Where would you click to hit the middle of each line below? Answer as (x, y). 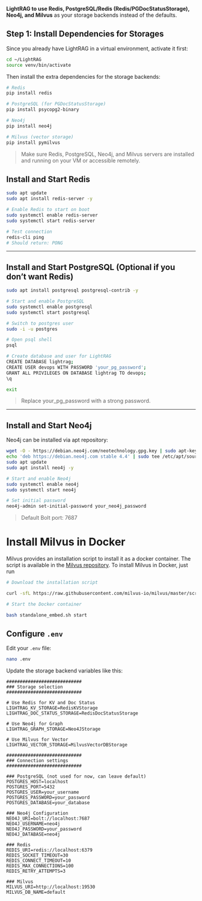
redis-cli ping (25, 237)
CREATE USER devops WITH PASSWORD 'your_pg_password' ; (76, 367)
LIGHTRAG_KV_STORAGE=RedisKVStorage (52, 708)
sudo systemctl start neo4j (41, 490)
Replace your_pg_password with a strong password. (86, 401)
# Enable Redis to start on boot (48, 210)
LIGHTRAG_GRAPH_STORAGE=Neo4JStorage (54, 729)
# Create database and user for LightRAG (59, 356)
